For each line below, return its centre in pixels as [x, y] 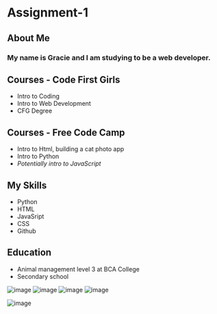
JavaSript [30, 216]
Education [29, 253]
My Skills [27, 185]
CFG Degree [35, 111]
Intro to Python [38, 157]
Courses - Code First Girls [64, 79]
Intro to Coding [38, 96]
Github [26, 231]
